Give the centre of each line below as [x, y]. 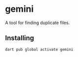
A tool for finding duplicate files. [38, 23]
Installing [20, 38]
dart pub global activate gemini [39, 49]
